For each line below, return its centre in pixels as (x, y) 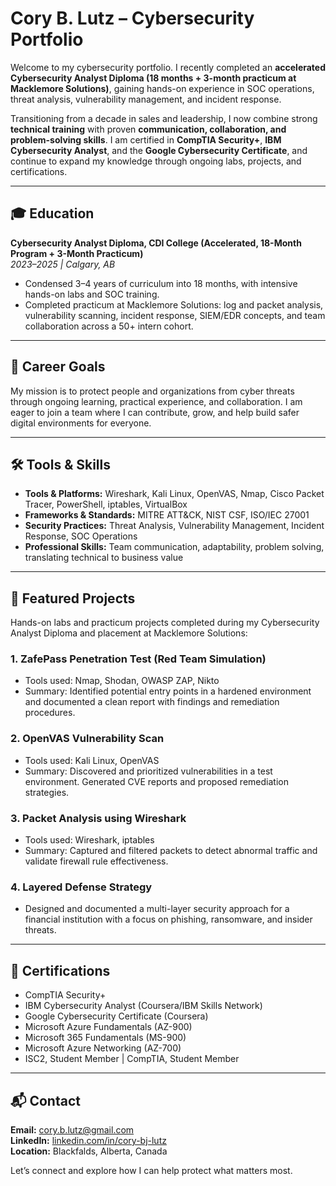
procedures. (50, 713)
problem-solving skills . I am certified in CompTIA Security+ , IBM (146, 139)
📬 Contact (45, 1100)
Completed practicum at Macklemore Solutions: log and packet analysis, (174, 304)
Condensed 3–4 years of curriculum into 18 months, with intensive (161, 283)
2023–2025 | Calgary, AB (63, 264)
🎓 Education (52, 213)
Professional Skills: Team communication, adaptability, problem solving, (174, 547)
